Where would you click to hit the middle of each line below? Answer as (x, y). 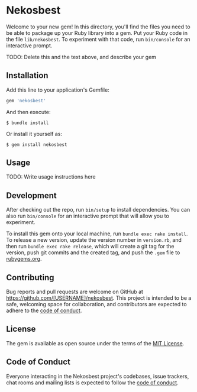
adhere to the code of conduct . (44, 310)
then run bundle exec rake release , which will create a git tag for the (90, 247)
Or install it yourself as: (34, 134)
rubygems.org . (24, 259)
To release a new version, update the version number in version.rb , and (94, 240)
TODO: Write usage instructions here (51, 177)
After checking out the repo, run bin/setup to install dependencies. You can (98, 210)
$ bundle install (28, 123)
